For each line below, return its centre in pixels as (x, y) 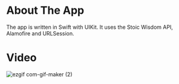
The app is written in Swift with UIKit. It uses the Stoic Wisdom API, (90, 27)
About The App (45, 10)
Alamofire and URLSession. (40, 33)
